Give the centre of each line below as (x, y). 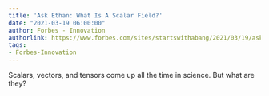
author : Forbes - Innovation (57, 30)
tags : (17, 45)
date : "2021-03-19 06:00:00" (57, 23)
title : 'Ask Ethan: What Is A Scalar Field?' (85, 15)
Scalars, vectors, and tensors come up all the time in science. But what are (131, 75)
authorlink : (28, 38)
